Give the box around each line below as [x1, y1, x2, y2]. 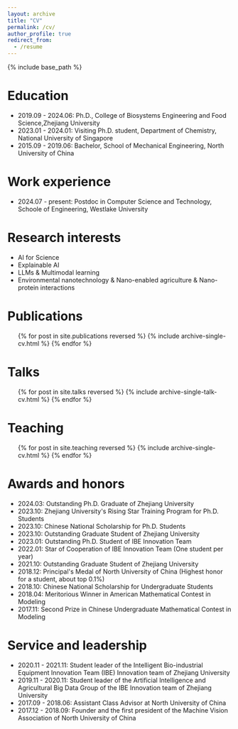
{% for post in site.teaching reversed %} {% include [17, 443, 170, 451]
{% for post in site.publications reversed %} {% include [17, 331, 180, 340]
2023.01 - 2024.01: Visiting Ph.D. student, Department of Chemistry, [17, 126, 217, 135]
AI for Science [17, 253, 60, 261]
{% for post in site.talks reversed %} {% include [17, 388, 158, 396]
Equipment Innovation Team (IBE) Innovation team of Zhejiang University [17, 668, 230, 676]
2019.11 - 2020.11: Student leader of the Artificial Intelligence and [17, 676, 206, 684]
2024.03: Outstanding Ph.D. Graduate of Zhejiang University [17, 499, 194, 508]
